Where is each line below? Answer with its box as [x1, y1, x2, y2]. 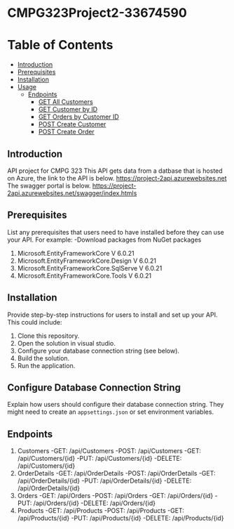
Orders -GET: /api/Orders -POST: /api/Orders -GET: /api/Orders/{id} [17, 492, 214, 500]
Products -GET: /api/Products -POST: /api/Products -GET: [17, 507, 184, 515]
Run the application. [17, 361, 76, 370]
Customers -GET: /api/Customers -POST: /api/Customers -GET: [17, 447, 201, 455]
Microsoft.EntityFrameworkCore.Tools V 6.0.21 [17, 271, 152, 280]
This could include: [7, 318, 62, 326]
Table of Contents [7, 37, 113, 53]
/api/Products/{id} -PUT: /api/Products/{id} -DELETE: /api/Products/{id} [17, 514, 224, 523]
